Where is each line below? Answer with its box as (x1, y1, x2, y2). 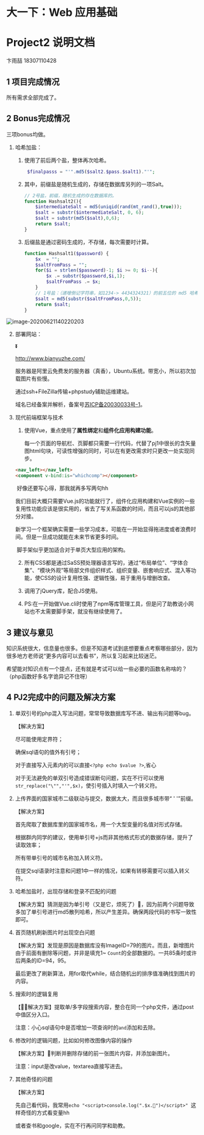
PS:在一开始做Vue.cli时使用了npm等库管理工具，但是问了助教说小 (24, 600, 189, 607)
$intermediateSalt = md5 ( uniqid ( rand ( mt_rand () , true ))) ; (35, 204, 182, 210)
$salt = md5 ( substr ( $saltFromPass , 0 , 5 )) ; (35, 296, 141, 302)
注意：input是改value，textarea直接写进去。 (15, 1063, 126, 1070)
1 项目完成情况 (6, 77, 60, 87)
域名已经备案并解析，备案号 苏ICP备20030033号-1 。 (15, 401, 146, 408)
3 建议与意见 (6, 627, 53, 638)
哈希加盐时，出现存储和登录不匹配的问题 (15, 887, 117, 895)
